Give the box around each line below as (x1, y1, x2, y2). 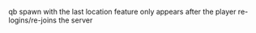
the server (58, 15, 93, 25)
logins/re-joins (8, 15, 57, 25)
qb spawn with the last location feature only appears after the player (8, 7, 237, 16)
